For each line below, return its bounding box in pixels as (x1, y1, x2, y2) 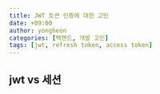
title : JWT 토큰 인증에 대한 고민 (9, 11, 109, 20)
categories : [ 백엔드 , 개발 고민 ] (9, 33, 109, 42)
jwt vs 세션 (9, 72, 62, 86)
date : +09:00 (9, 19, 53, 27)
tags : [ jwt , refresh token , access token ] (9, 41, 153, 49)
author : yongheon (9, 26, 67, 34)
